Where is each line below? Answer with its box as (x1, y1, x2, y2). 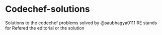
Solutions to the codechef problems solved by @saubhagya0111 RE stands (5, 20, 158, 26)
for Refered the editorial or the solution (5, 25, 84, 31)
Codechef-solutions (5, 3, 90, 15)
